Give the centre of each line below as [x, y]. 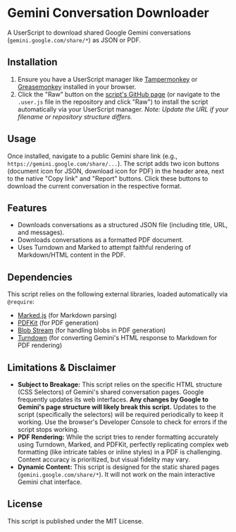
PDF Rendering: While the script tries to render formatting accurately [118, 437]
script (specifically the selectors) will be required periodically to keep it [120, 415]
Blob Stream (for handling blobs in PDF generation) [92, 330]
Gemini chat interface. [50, 482]
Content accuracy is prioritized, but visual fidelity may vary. [104, 459]
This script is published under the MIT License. [75, 521]
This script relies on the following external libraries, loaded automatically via [118, 294]
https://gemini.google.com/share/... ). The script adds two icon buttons [113, 163]
